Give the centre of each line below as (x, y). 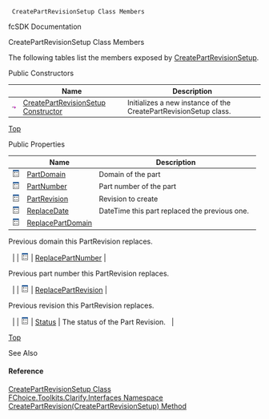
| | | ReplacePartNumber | (59, 258)
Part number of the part (138, 187)
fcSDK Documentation (45, 26)
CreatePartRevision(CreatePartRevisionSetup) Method (97, 406)
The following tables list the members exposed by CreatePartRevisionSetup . (134, 58)
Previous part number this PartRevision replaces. (89, 273)
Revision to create (128, 199)
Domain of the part (130, 174)
